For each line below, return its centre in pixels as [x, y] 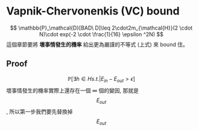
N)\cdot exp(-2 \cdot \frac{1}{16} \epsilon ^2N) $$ [101, 34]
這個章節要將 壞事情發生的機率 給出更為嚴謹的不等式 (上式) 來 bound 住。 [97, 44]
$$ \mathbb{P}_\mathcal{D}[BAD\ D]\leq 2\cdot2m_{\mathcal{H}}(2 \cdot [101, 28]
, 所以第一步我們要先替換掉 [39, 112]
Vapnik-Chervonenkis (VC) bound [93, 11]
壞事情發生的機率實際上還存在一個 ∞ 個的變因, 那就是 [72, 90]
